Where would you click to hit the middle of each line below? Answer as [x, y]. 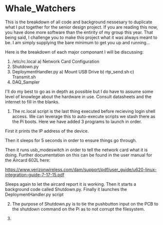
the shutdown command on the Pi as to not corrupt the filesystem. [78, 209]
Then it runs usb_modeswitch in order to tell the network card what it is [76, 150]
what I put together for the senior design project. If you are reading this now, [81, 27]
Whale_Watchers [40, 9]
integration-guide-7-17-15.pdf [35, 174]
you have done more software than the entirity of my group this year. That [79, 32]
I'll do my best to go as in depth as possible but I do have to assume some [79, 91]
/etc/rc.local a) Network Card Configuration [56, 61]
